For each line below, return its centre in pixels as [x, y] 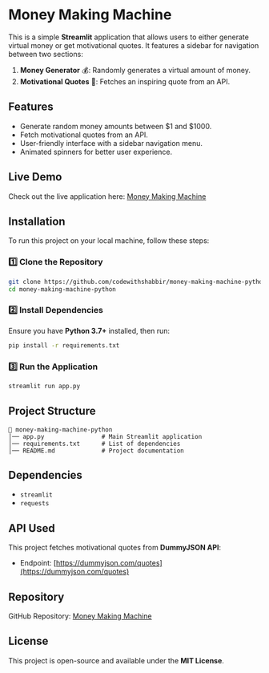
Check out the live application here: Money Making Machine [107, 196]
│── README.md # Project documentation [96, 451]
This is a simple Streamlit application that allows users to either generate [129, 37]
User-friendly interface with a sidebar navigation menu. [111, 143]
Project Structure [52, 411]
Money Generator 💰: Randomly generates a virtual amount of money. [135, 70]
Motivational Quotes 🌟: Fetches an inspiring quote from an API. [125, 81]
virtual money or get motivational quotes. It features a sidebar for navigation [134, 45]
